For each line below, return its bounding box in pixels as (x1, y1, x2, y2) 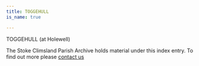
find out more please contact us (6, 53, 84, 60)
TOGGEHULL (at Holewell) (6, 35, 71, 42)
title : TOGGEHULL (6, 8, 49, 15)
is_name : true (6, 14, 42, 20)
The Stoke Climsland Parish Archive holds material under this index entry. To (6, 47, 194, 54)
